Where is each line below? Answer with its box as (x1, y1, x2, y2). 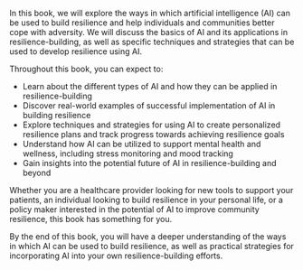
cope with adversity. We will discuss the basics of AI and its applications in (9, 27, 288, 37)
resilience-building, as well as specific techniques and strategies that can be (9, 36, 295, 47)
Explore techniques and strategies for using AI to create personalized (22, 119, 281, 130)
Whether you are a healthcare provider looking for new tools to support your (9, 185, 294, 195)
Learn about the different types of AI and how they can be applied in (22, 81, 278, 91)
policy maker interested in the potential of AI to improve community (9, 204, 260, 215)
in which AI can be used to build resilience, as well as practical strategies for (9, 241, 294, 251)
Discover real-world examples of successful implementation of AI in (22, 100, 276, 111)
